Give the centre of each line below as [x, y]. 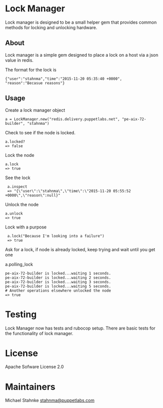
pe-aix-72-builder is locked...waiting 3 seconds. [58, 282]
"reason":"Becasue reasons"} [35, 83]
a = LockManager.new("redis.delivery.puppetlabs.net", [63, 119]
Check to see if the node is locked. [40, 132]
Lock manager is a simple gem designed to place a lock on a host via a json [82, 55]
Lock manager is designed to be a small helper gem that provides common [81, 22]
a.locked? [15, 142]
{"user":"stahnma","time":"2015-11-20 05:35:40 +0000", [64, 79]
